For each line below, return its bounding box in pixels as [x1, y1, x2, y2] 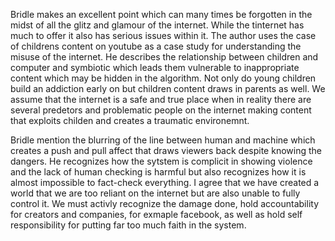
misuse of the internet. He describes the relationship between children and [10, 51, 319, 63]
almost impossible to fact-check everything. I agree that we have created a [10, 177, 320, 188]
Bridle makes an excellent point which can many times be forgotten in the [10, 9, 313, 20]
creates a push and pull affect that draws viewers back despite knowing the [10, 145, 322, 156]
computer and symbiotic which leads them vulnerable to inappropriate [10, 62, 300, 73]
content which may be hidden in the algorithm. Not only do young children [10, 72, 317, 84]
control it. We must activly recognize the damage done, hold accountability [10, 198, 320, 209]
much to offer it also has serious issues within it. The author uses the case [10, 30, 317, 41]
